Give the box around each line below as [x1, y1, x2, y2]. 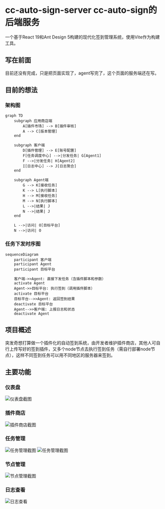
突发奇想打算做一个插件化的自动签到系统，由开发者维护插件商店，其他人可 [5, 339, 156, 345]
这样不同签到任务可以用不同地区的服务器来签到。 [15, 352, 115, 358]
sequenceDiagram [5, 252, 38, 257]
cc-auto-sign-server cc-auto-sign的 [5, 4, 158, 16]
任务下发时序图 [5, 240, 41, 247]
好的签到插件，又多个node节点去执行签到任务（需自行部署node [22, 346, 151, 352]
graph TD [5, 113, 23, 118]
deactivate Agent [14, 311, 50, 316]
